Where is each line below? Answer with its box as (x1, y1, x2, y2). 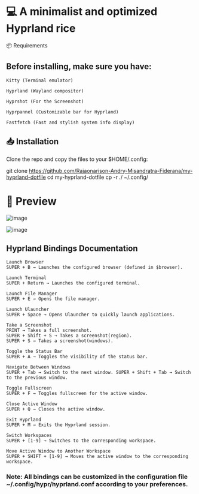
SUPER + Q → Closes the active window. (6, 406, 106, 412)
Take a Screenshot (6, 322, 52, 328)
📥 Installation (6, 136, 59, 147)
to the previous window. (6, 375, 68, 381)
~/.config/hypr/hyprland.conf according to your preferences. (6, 480, 188, 489)
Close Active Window (6, 401, 58, 407)
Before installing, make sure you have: (6, 61, 152, 72)
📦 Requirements (6, 41, 48, 49)
